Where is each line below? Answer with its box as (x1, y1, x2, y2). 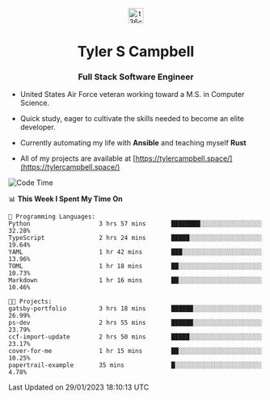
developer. (19, 122, 56, 133)
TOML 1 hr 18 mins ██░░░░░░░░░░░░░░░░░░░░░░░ (8, 263, 263, 271)
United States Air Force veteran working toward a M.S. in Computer (19, 90, 245, 99)
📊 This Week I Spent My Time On (8, 194, 123, 204)
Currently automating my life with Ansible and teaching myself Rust (19, 138, 247, 148)
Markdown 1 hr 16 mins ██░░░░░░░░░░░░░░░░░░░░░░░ (8, 276, 263, 284)
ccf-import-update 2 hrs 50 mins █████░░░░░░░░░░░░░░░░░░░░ (8, 333, 263, 341)
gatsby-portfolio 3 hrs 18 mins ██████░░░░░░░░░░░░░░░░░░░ (8, 305, 263, 313)
